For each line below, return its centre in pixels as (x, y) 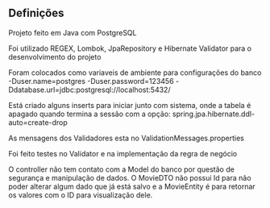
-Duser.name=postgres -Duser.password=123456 (91, 81)
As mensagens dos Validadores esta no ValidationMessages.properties (126, 138)
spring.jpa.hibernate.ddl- (214, 114)
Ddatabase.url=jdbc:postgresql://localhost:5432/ (89, 89)
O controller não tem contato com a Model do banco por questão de (122, 169)
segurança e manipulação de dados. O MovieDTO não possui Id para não (130, 177)
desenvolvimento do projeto (55, 56)
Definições (36, 13)
